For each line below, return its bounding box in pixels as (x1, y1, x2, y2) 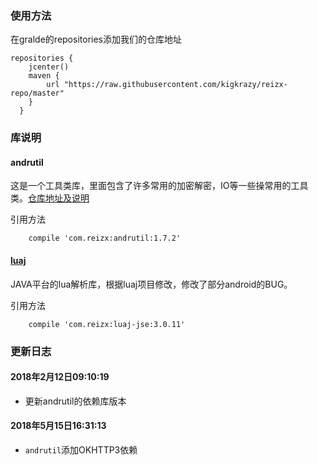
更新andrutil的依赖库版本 (24, 395, 127, 407)
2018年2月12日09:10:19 (10, 371, 110, 383)
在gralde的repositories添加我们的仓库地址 (10, 33, 182, 46)
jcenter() (28, 62, 70, 72)
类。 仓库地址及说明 (10, 192, 90, 204)
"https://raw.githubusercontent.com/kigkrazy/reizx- (63, 80, 288, 90)
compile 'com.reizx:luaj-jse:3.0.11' (28, 319, 186, 329)
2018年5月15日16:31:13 (10, 420, 107, 432)
